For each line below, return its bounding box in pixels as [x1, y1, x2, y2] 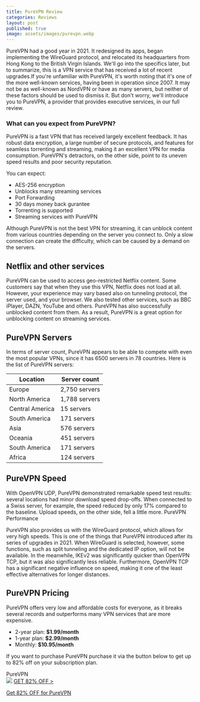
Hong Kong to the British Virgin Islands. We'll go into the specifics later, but [6, 60, 190, 68]
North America [9, 395, 51, 403]
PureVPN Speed [6, 473, 67, 484]
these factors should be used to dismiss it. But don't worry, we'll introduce [6, 92, 189, 99]
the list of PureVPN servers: [6, 361, 74, 368]
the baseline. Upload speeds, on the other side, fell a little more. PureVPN [6, 508, 186, 516]
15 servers [60, 404, 91, 413]
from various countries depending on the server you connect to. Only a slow [6, 231, 193, 238]
